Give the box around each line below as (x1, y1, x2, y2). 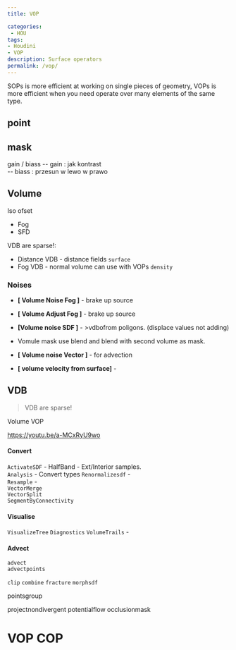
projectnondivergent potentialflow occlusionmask (7, 606, 151, 614)
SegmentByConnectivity (7, 498, 74, 505)
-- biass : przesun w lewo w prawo (7, 167, 108, 176)
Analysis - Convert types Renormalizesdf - (7, 470, 131, 479)
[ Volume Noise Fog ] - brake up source (17, 296, 134, 305)
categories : (7, 23, 42, 30)
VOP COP (7, 630, 63, 646)
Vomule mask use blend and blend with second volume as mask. (17, 337, 206, 345)
